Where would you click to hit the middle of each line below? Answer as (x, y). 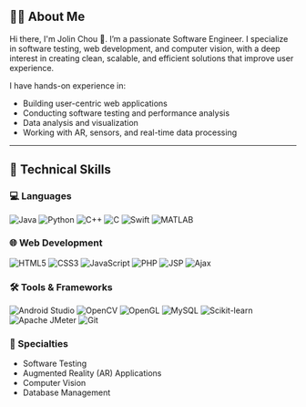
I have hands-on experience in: (67, 85)
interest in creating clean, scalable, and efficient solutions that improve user (152, 58)
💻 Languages (41, 196)
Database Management (66, 392)
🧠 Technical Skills (61, 170)
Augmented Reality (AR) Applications (92, 373)
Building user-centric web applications (95, 103)
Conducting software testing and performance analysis (126, 113)
